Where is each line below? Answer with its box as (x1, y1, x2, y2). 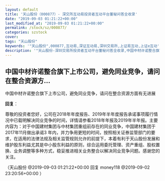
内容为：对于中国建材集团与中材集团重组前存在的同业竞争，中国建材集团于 (5, 123, 156, 130)
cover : (5, 35, 19, 40)
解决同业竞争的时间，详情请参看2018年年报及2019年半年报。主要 (26, 117, 158, 123)
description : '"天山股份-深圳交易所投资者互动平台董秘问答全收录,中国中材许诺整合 (5, 48, 156, 53)
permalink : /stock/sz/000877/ (5, 25, 67, 30)
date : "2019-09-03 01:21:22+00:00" (5, 16, 78, 21)
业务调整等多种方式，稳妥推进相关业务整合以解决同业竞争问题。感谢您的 (13, 148, 160, 154)
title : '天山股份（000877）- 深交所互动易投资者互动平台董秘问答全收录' (5, 12, 137, 17)
